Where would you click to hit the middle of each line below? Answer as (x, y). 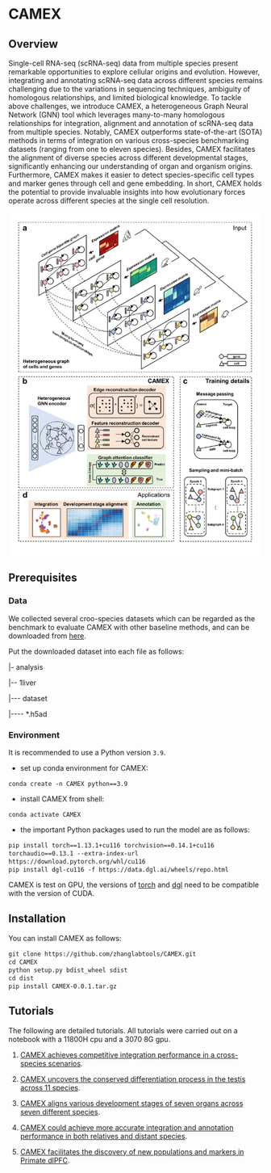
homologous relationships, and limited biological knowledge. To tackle (125, 97)
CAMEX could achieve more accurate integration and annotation (127, 1127)
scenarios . (65, 1063)
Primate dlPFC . (45, 1160)
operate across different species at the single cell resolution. (109, 200)
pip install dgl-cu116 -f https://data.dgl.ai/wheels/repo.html (119, 869)
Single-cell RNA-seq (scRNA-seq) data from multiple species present (123, 63)
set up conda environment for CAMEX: (84, 767)
